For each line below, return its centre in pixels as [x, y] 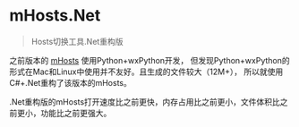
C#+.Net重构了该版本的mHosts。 [70, 82]
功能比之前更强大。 [76, 113]
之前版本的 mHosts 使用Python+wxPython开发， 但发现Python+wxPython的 [149, 60]
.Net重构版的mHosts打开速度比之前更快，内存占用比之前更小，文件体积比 [145, 102]
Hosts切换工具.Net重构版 [77, 41]
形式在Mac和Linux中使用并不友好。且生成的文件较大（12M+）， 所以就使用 [146, 72]
